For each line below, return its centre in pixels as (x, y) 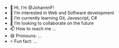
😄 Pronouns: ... (26, 36)
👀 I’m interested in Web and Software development (62, 13)
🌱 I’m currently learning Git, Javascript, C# (53, 18)
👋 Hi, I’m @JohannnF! (32, 8)
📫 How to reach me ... (33, 29)
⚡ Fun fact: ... (23, 41)
